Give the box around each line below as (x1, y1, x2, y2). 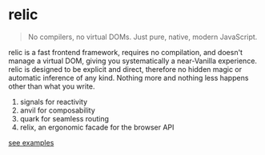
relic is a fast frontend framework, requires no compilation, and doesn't (8, 47, 243, 57)
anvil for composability (19, 105, 96, 115)
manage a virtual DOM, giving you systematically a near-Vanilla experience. (8, 56, 258, 66)
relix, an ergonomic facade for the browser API (19, 122, 175, 132)
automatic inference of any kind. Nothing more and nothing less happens (8, 73, 249, 82)
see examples (8, 137, 54, 147)
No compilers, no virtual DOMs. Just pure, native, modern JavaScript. (27, 32, 258, 42)
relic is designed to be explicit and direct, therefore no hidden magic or (8, 64, 243, 74)
